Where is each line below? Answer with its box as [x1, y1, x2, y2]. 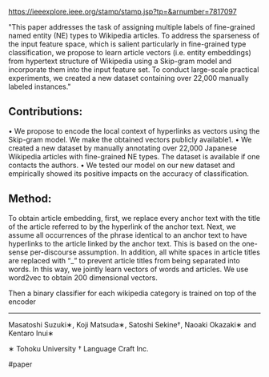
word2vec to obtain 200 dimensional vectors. [8, 272, 159, 283]
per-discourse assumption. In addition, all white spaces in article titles [30, 247, 260, 257]
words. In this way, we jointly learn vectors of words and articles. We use [8, 264, 249, 274]
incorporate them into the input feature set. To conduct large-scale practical [8, 65, 259, 74]
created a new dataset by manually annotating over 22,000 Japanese [8, 143, 238, 153]
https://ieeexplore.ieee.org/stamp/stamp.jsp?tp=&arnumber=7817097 [8, 7, 238, 16]
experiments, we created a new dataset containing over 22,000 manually [8, 74, 250, 82]
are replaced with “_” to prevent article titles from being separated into [8, 255, 240, 265]
